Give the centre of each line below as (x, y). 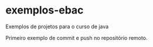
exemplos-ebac (45, 10)
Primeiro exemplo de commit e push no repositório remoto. (76, 38)
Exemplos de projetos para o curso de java (57, 26)
